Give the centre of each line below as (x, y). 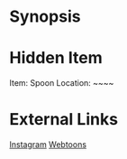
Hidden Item (56, 58)
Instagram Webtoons (48, 145)
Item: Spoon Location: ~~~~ (62, 83)
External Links (64, 120)
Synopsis (45, 17)
